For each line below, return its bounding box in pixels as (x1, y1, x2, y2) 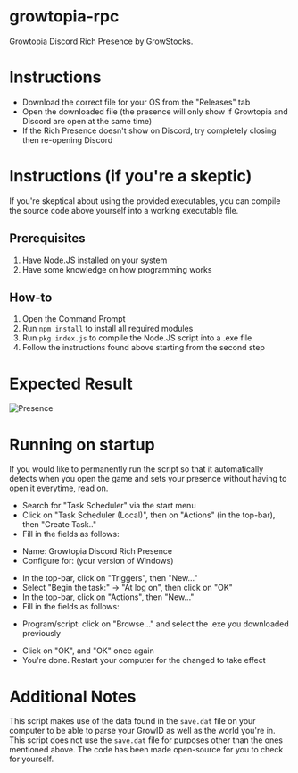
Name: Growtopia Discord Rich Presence (21, 546, 172, 557)
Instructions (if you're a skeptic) (9, 166, 252, 187)
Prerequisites (9, 231, 86, 247)
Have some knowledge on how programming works (21, 264, 212, 274)
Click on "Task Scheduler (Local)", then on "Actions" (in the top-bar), (21, 509, 276, 520)
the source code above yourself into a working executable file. (9, 205, 239, 215)
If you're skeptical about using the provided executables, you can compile (9, 195, 281, 206)
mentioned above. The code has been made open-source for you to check (9, 744, 284, 755)
